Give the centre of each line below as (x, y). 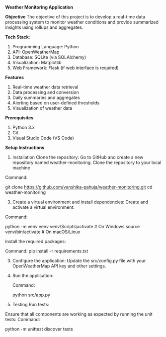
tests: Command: (23, 319)
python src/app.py (31, 295)
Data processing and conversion (45, 92)
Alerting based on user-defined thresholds (56, 103)
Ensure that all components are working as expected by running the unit (79, 314)
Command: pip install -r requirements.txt (47, 251)
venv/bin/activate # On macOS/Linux (43, 232)
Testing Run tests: (31, 304)
